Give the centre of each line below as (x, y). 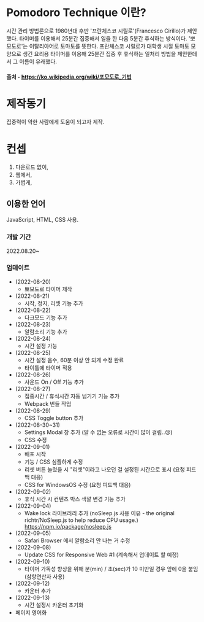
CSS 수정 (36, 440)
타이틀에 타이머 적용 (48, 367)
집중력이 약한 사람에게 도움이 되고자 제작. (55, 122)
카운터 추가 (37, 591)
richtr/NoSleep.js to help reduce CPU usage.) (81, 520)
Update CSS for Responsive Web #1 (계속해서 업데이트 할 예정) (102, 554)
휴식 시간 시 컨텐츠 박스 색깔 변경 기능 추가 (75, 499)
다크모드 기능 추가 (46, 317)
